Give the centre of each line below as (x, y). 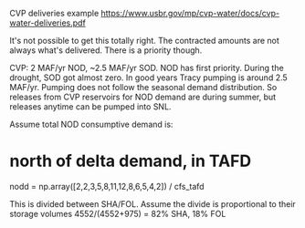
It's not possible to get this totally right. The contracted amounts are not (145, 41)
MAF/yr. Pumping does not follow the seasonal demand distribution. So (143, 87)
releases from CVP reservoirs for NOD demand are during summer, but (143, 97)
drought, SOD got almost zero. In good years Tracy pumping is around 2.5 (148, 78)
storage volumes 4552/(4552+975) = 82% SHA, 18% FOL (118, 213)
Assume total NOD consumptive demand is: (91, 124)
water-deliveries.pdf (48, 23)
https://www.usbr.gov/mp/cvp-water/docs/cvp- (190, 13)
